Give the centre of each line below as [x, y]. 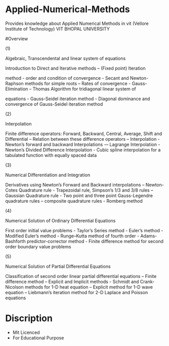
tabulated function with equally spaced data [51, 155]
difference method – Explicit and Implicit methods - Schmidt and [72, 281]
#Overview [17, 39]
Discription [29, 318]
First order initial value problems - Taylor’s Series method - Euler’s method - [84, 230]
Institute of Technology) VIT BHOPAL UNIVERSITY [58, 28]
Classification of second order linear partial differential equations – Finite [81, 276]
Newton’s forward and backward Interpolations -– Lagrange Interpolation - [83, 144]
